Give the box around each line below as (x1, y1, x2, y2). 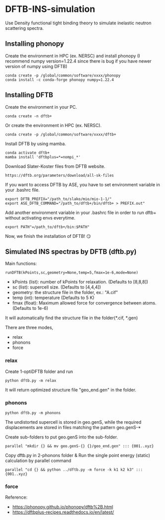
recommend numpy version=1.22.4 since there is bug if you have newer (5, 58, 152, 64)
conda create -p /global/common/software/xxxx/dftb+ (5, 132, 116, 137)
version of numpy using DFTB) (5, 63, 68, 69)
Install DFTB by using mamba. (5, 141, 66, 147)
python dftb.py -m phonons (5, 410, 61, 415)
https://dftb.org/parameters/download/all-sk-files (5, 173, 114, 178)
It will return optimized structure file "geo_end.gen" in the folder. (5, 386, 136, 393)
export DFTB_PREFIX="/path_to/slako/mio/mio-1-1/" (5, 196, 112, 202)
